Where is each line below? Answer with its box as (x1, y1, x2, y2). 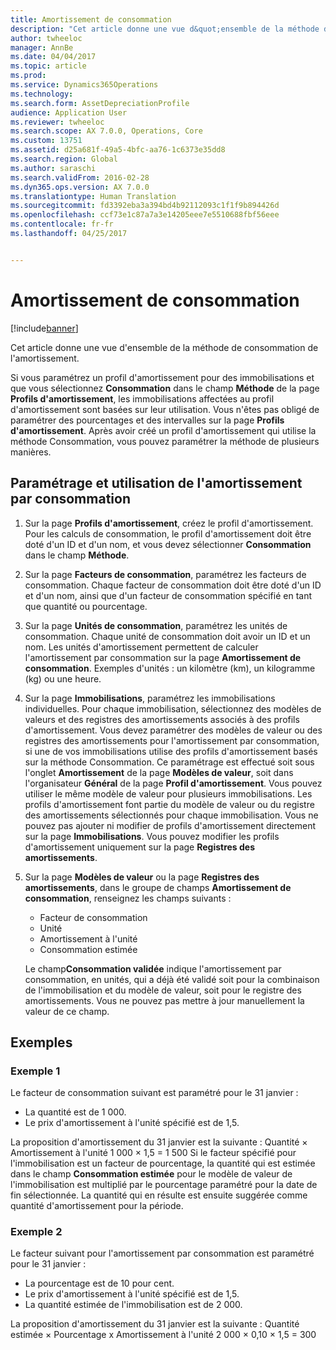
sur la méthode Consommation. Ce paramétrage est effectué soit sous (24, 756, 315, 768)
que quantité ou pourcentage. (24, 600, 148, 612)
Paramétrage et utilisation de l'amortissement (10, 475, 303, 492)
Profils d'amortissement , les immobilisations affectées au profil (10, 392, 275, 405)
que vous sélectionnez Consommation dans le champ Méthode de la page (10, 382, 320, 394)
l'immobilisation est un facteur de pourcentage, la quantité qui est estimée (10, 1157, 316, 1170)
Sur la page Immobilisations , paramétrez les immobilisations (24, 692, 276, 704)
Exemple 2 (10, 1225, 63, 1239)
